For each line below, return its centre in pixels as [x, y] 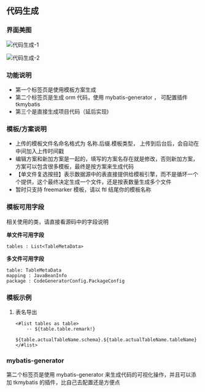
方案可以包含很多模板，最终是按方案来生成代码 [74, 167]
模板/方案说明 [27, 129]
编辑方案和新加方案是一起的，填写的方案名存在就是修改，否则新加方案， [106, 159]
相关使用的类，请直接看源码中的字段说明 [57, 221]
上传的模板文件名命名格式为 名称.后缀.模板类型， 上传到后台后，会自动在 [107, 144]
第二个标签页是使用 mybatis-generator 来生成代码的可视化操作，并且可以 [99, 375]
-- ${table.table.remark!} [61, 329]
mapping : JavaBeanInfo [37, 275]
